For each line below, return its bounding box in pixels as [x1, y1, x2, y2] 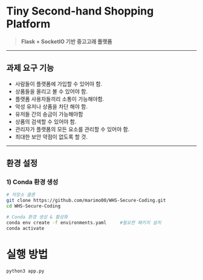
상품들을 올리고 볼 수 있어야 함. [14, 88, 88, 95]
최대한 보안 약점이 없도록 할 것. [14, 133, 88, 140]
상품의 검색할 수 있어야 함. [14, 118, 77, 125]
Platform [6, 17, 51, 31]
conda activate [6, 225, 45, 231]
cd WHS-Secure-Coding [6, 203, 61, 209]
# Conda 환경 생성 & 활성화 [6, 214, 68, 220]
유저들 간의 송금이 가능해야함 [14, 110, 83, 117]
